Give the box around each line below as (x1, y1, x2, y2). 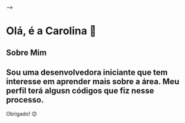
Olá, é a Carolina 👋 (6, 25, 97, 37)
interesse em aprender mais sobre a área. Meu (6, 76, 180, 86)
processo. (6, 95, 44, 105)
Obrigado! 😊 (6, 110, 38, 118)
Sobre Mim (6, 47, 47, 57)
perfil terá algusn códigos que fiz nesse (6, 86, 154, 95)
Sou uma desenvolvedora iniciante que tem (6, 67, 168, 77)
